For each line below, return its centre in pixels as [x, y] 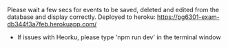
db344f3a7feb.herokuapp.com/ [52, 24]
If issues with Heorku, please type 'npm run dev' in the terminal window [119, 37]
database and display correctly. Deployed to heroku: [82, 17]
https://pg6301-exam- [188, 17]
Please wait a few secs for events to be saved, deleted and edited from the [113, 10]
